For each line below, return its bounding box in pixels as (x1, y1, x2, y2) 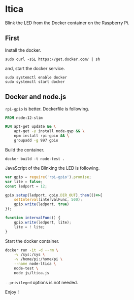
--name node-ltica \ (14, 262, 56, 266)
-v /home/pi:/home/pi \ (14, 257, 63, 262)
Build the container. (5, 147, 45, 152)
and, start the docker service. (5, 65, 65, 71)
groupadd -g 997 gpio (14, 138, 58, 143)
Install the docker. (5, 47, 41, 53)
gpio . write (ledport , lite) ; (14, 220, 71, 225)
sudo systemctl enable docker (5, 75, 67, 80)
